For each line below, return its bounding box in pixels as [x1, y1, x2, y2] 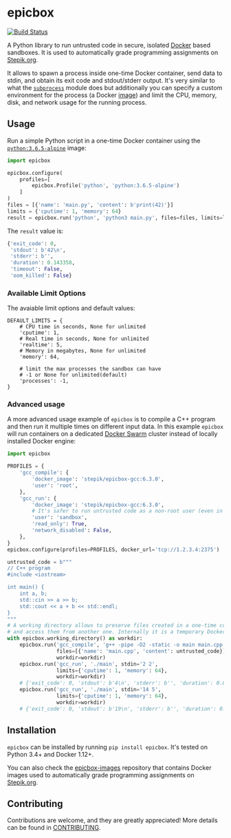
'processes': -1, [19, 377, 69, 385]
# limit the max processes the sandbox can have [19, 366, 162, 373]
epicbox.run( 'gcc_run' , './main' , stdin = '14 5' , [19, 687, 162, 693]
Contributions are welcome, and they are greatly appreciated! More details [7, 816, 218, 824]
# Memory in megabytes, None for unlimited [19, 348, 146, 355]
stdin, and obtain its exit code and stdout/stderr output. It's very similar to [7, 76, 215, 84]
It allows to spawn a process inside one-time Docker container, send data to [7, 69, 223, 77]
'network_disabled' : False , [32, 527, 112, 534]
